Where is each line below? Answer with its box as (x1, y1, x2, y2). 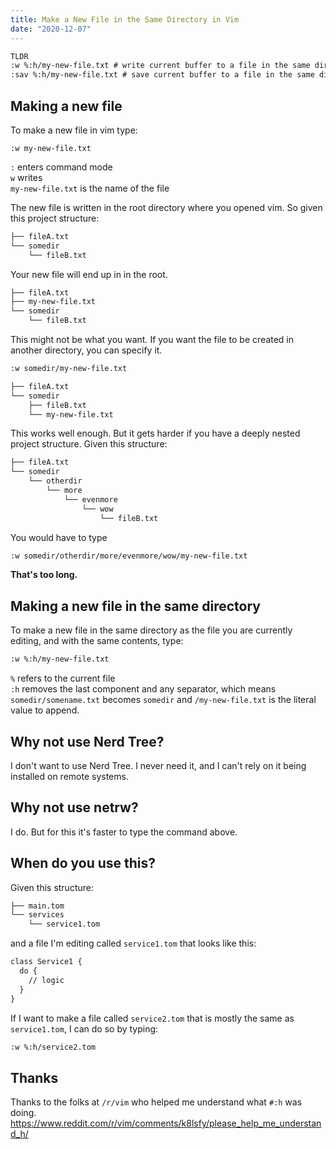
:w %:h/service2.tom (10, 1042, 97, 1052)
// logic (28, 975, 65, 985)
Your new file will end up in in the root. (10, 268, 168, 280)
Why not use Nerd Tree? (10, 733, 165, 750)
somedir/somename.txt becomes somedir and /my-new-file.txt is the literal (10, 694, 317, 706)
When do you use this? (10, 855, 157, 872)
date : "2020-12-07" (10, 24, 92, 34)
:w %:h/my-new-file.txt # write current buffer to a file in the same (10, 61, 311, 71)
